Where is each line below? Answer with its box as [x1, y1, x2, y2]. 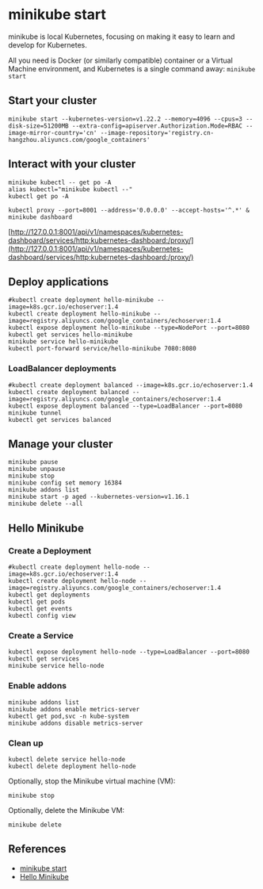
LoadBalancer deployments [8, 363, 116, 374]
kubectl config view [8, 612, 77, 620]
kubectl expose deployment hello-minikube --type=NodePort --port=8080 [8, 324, 250, 332]
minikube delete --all [8, 500, 83, 508]
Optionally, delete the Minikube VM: [8, 806, 125, 815]
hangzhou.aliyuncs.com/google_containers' [8, 136, 151, 144]
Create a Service [8, 630, 74, 642]
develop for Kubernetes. [8, 40, 87, 49]
